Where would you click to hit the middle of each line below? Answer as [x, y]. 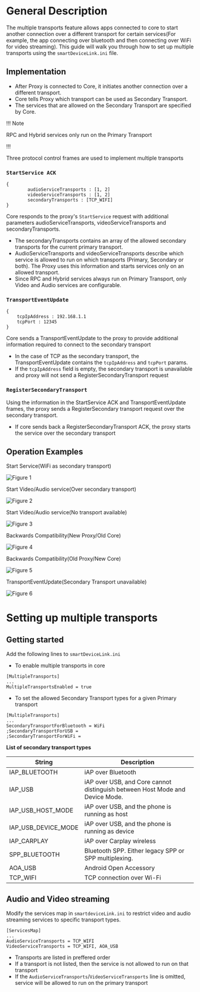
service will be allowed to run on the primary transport [81, 983]
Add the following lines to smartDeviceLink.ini [63, 654]
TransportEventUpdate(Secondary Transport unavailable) [76, 582]
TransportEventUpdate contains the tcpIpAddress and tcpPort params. [101, 362]
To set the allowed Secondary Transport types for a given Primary [96, 698]
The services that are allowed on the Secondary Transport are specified [103, 105]
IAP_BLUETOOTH [34, 773]
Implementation [36, 72]
